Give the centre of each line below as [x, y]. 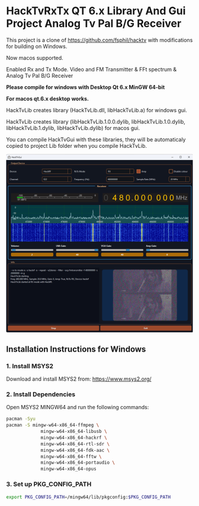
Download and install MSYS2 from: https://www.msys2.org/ [79, 379]
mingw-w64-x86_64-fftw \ [71, 456]
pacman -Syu [21, 419]
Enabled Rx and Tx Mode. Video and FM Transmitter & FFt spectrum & [92, 69]
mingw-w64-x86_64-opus [68, 469]
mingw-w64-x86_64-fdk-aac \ [75, 450]
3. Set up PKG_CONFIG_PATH [49, 484]
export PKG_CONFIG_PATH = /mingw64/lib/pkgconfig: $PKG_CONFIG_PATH [88, 497]
